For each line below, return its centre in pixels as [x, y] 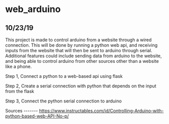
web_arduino [33, 9]
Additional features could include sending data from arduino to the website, [84, 56]
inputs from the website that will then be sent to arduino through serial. [79, 50]
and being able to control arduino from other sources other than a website [82, 61]
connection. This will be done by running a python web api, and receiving [81, 45]
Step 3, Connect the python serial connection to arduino [64, 101]
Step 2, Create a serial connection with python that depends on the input [81, 86]
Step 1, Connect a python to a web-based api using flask [64, 76]
